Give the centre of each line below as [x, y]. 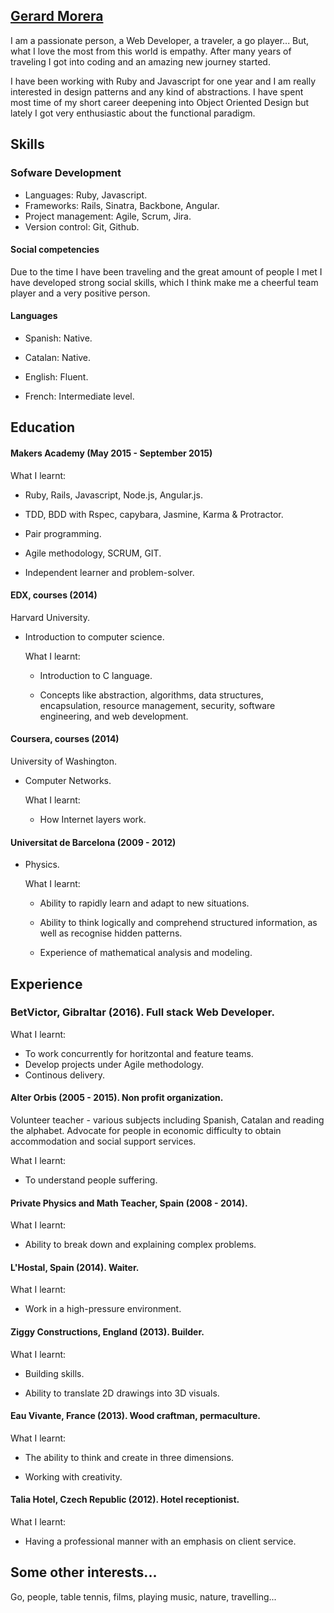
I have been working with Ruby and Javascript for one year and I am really [163, 81]
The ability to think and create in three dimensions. [129, 1457]
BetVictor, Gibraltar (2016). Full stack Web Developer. [142, 1012]
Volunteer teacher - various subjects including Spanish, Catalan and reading [167, 1120]
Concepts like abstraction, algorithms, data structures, [151, 695]
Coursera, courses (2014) [65, 739]
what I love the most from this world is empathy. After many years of [151, 51]
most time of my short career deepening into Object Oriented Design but [160, 102]
